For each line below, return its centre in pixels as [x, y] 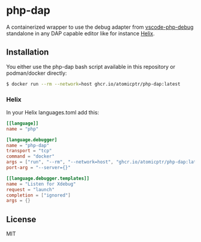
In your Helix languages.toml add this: [53, 112]
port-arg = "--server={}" [38, 168]
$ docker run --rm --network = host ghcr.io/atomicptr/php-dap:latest [93, 84]
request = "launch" [31, 189]
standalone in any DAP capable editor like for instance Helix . [80, 33]
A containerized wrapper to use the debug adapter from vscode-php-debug [100, 27]
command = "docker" [31, 156]
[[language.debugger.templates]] [48, 178]
